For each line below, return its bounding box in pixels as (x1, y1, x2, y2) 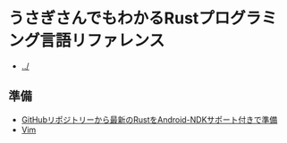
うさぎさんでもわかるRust (8, 8, 199, 29)
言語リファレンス (39, 30, 165, 51)
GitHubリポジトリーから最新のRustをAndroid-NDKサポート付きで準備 (21, 114, 278, 125)
